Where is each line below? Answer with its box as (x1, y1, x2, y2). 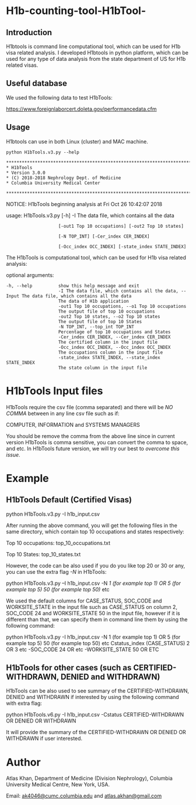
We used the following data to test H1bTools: (6, 94, 113, 101)
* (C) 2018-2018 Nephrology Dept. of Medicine (6, 174, 121, 181)
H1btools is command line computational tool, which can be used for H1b (6, 43, 181, 50)
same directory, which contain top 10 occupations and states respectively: (6, 528, 185, 535)
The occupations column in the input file (58, 350, 163, 355)
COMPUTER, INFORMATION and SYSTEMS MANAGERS (6, 421, 140, 428)
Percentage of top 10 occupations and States (58, 329, 171, 335)
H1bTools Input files (6, 384, 103, 398)
